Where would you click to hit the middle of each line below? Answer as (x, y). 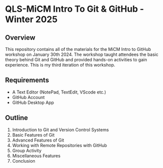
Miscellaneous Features (36, 156)
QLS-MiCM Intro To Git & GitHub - (75, 9)
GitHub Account (28, 97)
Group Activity (27, 150)
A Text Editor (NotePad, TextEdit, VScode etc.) (59, 92)
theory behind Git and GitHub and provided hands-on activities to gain (76, 60)
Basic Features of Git (33, 135)
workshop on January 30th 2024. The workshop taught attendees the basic (82, 54)
